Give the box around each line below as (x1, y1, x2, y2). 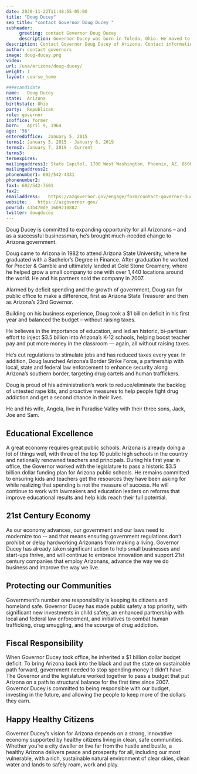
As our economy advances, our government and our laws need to (6, 526, 165, 534)
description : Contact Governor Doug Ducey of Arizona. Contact (6, 42, 164, 47)
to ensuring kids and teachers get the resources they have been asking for (6, 475, 186, 482)
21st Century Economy (6, 511, 91, 521)
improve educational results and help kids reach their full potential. (6, 494, 167, 501)
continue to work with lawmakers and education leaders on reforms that (6, 487, 180, 494)
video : (6, 57, 22, 63)
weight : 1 (6, 69, 30, 74)
